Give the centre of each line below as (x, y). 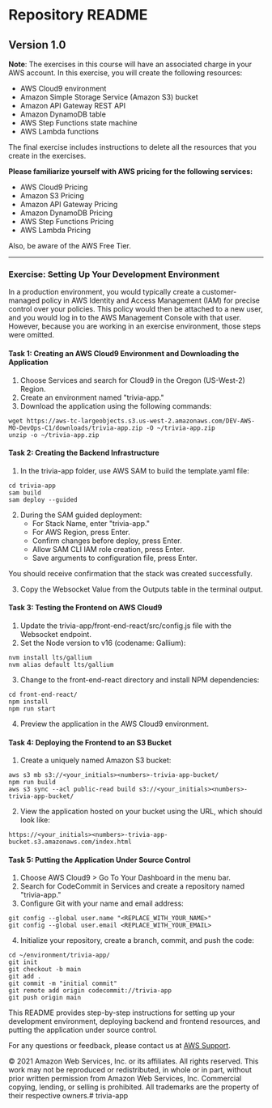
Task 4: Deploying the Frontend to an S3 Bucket (90, 742)
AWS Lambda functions (59, 132)
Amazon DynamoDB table (63, 114)
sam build (25, 492)
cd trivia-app (32, 486)
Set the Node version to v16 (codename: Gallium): (103, 643)
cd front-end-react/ (43, 694)
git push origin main (45, 998)
